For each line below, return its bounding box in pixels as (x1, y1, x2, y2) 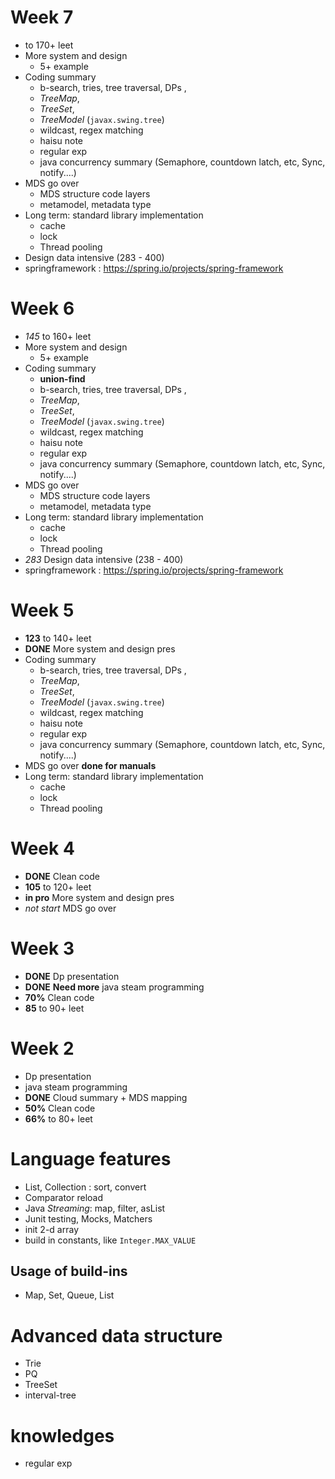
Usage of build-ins (10, 1262, 128, 1280)
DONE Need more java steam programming (24, 981, 205, 993)
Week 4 (10, 837, 75, 860)
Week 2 (10, 1037, 75, 1060)
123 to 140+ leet (24, 632, 92, 644)
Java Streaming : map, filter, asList (24, 1202, 166, 1214)
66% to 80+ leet (24, 1112, 93, 1125)
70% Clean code (24, 991, 95, 1003)
